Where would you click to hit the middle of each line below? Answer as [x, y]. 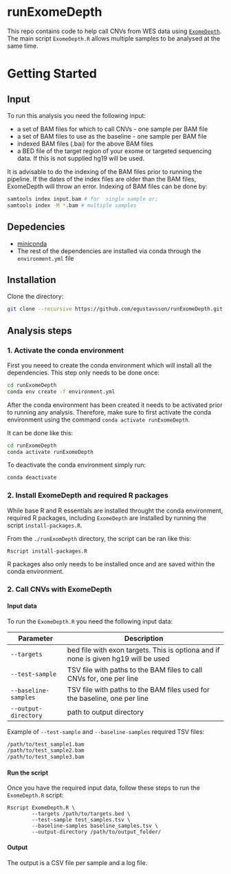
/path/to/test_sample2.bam [46, 751]
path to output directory [106, 712]
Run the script [28, 773]
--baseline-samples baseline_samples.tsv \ [95, 826]
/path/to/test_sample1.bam [46, 744]
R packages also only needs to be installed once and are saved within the [111, 564]
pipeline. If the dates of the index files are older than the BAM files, [102, 179]
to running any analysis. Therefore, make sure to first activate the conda [109, 412]
